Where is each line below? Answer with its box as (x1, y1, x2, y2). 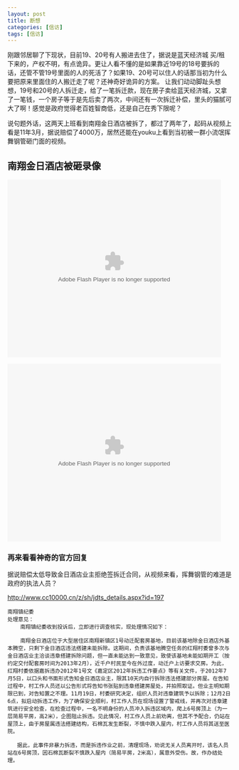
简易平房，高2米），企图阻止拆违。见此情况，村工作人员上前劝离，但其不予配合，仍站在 (12, 713, 230, 720)
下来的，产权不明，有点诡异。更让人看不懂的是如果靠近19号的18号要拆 (7, 60, 213, 68)
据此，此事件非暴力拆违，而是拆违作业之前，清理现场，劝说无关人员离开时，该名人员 (16, 742, 229, 749)
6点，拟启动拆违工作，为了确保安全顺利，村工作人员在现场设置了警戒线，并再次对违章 (7, 698, 223, 705)
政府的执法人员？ (7, 579, 58, 588)
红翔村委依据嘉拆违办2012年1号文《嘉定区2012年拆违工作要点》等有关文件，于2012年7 (7, 668, 227, 675)
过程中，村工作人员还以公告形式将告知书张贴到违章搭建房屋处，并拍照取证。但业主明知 (7, 682, 225, 690)
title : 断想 (7, 17, 41, 24)
